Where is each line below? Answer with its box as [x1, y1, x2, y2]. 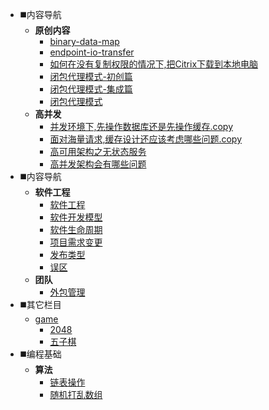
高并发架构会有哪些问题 [49, 158, 147, 170]
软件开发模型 [49, 211, 103, 223]
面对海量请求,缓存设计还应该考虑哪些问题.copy [49, 133, 243, 145]
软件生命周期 [49, 224, 103, 235]
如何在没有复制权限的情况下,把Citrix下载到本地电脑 [49, 58, 259, 70]
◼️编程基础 [19, 348, 62, 360]
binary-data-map [49, 36, 120, 47]
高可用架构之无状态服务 [49, 146, 147, 157]
